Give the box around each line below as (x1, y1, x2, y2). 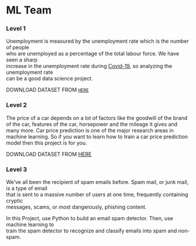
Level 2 (6, 101, 27, 109)
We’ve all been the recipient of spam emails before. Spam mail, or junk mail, (6, 179, 189, 186)
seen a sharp (6, 56, 38, 63)
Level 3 (6, 165, 27, 173)
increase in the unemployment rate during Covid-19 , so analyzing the (6, 63, 173, 70)
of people (6, 44, 29, 51)
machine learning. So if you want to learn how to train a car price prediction (6, 133, 188, 140)
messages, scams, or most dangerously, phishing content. (6, 203, 147, 211)
